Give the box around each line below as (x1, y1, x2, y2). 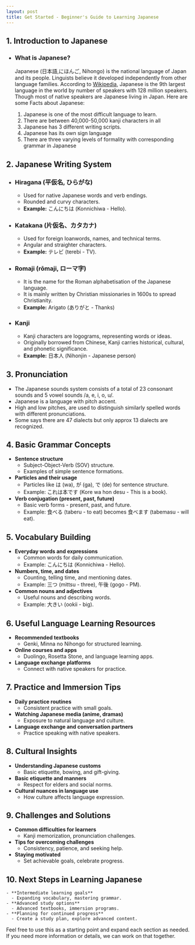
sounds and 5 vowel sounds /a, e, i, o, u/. (14, 391, 114, 399)
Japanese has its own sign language (23, 130, 112, 137)
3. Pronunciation (6, 370, 68, 380)
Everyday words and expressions (14, 548, 98, 555)
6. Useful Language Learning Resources (6, 618, 156, 628)
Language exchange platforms (14, 659, 91, 666)
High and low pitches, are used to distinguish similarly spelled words (14, 404, 181, 411)
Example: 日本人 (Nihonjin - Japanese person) (23, 352, 136, 359)
